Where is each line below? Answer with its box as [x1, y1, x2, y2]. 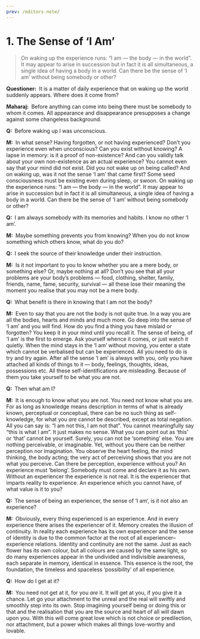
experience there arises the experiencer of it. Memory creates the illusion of [6, 521, 193, 528]
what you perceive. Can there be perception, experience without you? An [6, 460, 186, 467]
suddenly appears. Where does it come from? [6, 91, 119, 99]
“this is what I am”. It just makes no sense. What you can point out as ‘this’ [6, 428, 189, 435]
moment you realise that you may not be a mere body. [6, 286, 139, 293]
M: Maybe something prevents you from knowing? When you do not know [6, 231, 190, 239]
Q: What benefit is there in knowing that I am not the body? [6, 298, 153, 305]
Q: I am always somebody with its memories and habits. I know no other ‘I [6, 213, 189, 221]
